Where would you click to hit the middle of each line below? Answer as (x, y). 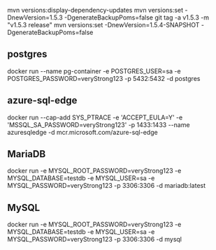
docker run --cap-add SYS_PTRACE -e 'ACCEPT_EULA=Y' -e (95, 117)
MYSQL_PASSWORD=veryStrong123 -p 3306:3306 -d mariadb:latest (107, 186)
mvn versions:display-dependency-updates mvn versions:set (95, 10)
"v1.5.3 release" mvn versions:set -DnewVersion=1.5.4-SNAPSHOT (103, 25)
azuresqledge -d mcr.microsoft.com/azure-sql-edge (83, 132)
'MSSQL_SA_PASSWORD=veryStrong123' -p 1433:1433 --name (99, 124)
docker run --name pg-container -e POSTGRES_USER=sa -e (94, 71)
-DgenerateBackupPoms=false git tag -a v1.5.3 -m (137, 17)
